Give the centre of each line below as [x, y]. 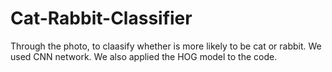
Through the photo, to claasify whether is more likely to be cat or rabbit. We [166, 46]
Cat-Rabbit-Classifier [101, 18]
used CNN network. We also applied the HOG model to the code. [144, 56]
